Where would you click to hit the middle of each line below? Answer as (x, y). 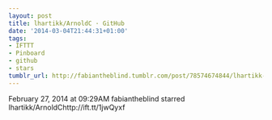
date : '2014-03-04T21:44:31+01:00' (68, 31)
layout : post (30, 16)
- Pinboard (27, 53)
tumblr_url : (28, 76)
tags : (17, 38)
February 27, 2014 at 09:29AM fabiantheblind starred (97, 98)
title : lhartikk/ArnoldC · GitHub (67, 23)
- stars (21, 68)
